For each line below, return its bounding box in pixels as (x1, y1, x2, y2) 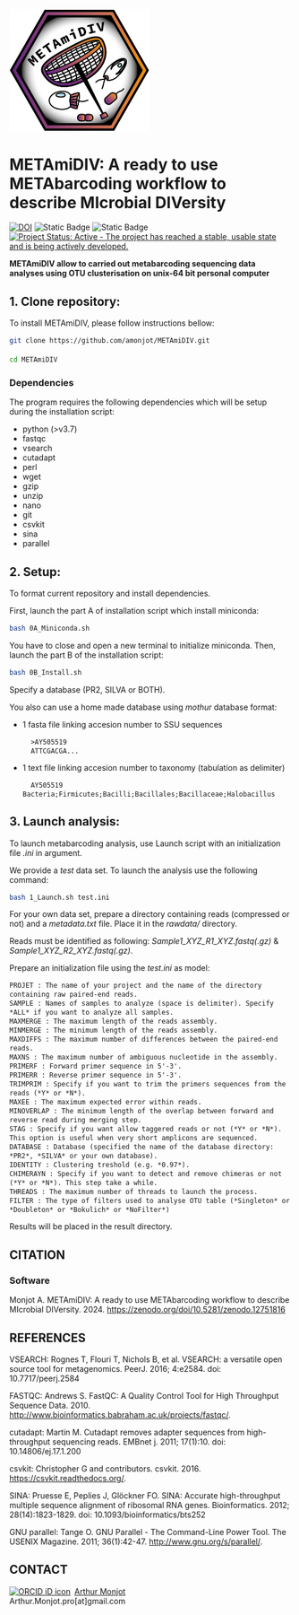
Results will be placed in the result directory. (9, 1221, 173, 1232)
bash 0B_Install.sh (9, 668, 82, 677)
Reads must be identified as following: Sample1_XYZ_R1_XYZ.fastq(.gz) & (9, 936, 279, 947)
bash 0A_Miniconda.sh (9, 624, 90, 633)
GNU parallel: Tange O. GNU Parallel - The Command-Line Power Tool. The (9, 1526, 286, 1537)
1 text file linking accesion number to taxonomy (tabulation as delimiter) (21, 762, 286, 773)
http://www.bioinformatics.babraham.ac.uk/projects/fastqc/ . (9, 1409, 231, 1420)
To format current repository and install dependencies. (9, 588, 211, 598)
